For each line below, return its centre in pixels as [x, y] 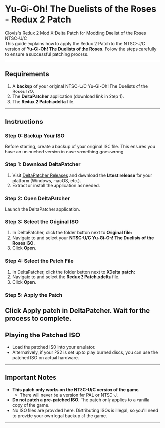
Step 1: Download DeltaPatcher [43, 164]
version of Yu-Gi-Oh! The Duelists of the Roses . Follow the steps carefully [81, 49]
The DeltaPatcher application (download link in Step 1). [68, 96]
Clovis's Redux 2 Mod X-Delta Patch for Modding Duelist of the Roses [76, 33]
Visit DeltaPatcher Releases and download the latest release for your [82, 175]
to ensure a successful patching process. [47, 54]
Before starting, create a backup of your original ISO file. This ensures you [80, 147]
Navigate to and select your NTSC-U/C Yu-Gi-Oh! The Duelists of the [83, 238]
